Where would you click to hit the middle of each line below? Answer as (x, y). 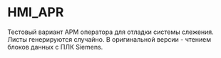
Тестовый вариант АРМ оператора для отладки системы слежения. (110, 32)
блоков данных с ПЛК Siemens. (55, 47)
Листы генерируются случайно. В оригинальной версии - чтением (109, 39)
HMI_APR (36, 12)
